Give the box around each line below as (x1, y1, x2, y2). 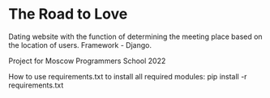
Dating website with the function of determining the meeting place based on (8, 32, 263, 41)
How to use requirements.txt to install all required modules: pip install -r (8, 71, 247, 81)
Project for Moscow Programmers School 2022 (8, 56, 166, 66)
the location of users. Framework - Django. (8, 40, 152, 49)
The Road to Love (8, 5, 128, 23)
